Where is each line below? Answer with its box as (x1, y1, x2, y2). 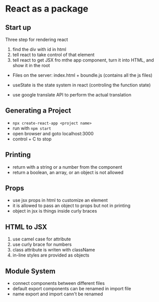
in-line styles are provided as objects (12, 252, 90, 258)
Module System (5, 267, 56, 275)
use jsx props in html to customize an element (12, 197, 108, 204)
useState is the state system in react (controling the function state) (12, 82, 151, 88)
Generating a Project (5, 107, 71, 115)
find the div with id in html (12, 46, 66, 52)
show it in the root (12, 63, 50, 68)
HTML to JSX (5, 223, 47, 231)
